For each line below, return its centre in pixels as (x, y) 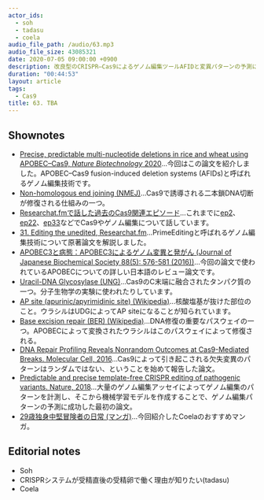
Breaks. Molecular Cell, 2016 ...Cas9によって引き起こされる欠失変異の (132, 358)
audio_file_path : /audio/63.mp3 (61, 45)
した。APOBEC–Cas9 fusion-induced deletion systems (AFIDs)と (125, 173)
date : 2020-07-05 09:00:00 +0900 (63, 60)
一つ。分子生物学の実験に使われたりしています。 (98, 291)
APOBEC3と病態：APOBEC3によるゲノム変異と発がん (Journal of (125, 252)
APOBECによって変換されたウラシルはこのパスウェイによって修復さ (143, 331)
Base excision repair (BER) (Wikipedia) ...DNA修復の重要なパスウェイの (133, 320)
